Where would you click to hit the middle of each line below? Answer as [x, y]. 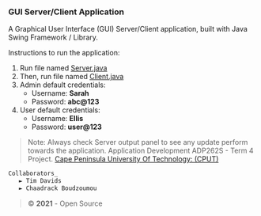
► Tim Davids [40, 181]
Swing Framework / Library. [53, 37]
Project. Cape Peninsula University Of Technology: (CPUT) [123, 159]
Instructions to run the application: [64, 53]
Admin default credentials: [62, 85]
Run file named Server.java [63, 68]
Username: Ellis [57, 119]
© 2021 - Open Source [65, 203]
